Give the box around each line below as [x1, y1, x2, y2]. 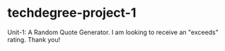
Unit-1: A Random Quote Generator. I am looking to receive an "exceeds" [7, 28, 219, 36]
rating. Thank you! [7, 35, 61, 43]
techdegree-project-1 [7, 5, 137, 21]
